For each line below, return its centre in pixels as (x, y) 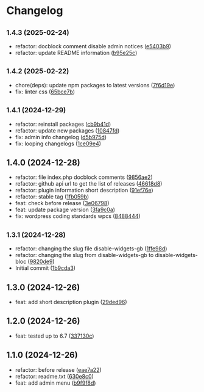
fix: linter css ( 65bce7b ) (45, 92)
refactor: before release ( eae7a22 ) (58, 369)
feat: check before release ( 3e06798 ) (62, 203)
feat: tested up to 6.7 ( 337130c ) (55, 336)
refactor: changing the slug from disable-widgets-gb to (84, 255)
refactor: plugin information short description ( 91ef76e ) (84, 191)
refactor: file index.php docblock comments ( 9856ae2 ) (84, 177)
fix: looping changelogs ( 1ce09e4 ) (58, 143)
